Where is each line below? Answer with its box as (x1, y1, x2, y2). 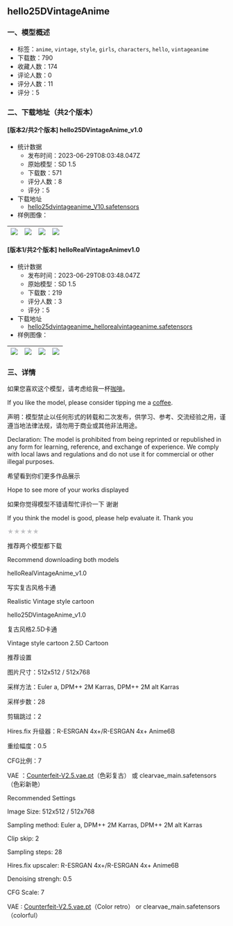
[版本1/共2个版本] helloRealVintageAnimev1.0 (7, 246, 140, 254)
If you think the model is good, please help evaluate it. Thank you (7, 514, 193, 522)
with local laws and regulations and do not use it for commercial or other (7, 450, 214, 458)
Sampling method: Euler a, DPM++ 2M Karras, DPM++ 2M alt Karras (7, 821, 202, 829)
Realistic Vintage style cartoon (7, 597, 95, 606)
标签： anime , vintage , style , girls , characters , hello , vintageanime (17, 44, 209, 53)
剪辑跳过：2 (7, 712, 42, 721)
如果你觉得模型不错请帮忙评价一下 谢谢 (7, 500, 119, 509)
